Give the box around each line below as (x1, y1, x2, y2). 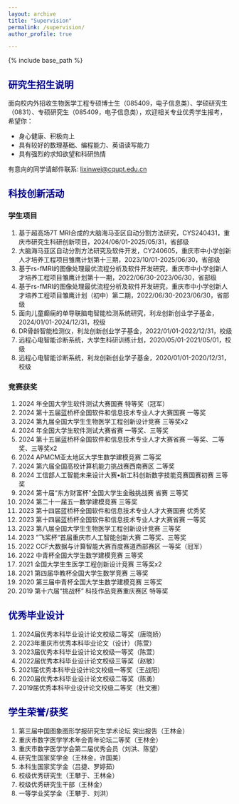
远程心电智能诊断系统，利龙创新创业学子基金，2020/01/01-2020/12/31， (18, 353, 230, 362)
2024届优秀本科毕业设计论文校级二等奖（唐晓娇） (18, 629, 166, 638)
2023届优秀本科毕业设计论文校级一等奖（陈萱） (18, 647, 159, 656)
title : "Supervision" (8, 17, 73, 24)
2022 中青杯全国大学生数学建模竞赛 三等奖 (18, 551, 144, 560)
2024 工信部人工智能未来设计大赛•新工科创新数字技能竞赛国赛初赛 (18, 471, 214, 479)
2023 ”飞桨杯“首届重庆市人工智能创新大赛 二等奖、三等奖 (18, 533, 187, 542)
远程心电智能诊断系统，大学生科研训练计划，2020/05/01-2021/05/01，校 (18, 335, 232, 344)
